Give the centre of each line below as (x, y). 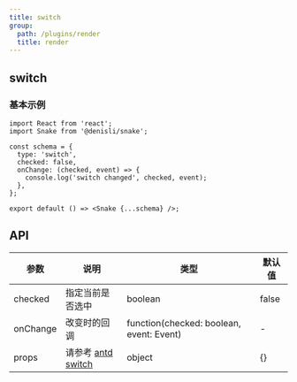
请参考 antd (89, 352)
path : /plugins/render (59, 34)
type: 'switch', (47, 154)
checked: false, (47, 162)
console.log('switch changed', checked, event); (116, 178)
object (140, 357)
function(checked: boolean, (184, 323)
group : (21, 26)
